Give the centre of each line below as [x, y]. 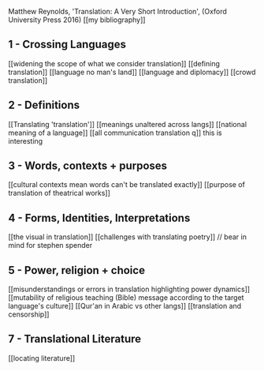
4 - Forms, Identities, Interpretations [99, 217]
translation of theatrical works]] [59, 193]
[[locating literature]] [42, 358]
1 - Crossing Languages [67, 45]
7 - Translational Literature [75, 339]
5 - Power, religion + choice [77, 270]
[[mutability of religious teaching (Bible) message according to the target [126, 298]
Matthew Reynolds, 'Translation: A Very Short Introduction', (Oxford [117, 11]
